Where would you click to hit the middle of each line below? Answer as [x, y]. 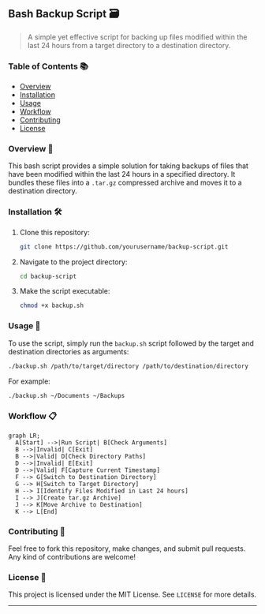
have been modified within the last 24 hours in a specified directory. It [122, 174]
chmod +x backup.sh [52, 306]
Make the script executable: [65, 291]
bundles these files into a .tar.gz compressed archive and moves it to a [125, 183]
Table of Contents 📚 [49, 66]
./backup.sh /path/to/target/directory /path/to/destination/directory [128, 366]
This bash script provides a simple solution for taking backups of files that [128, 166]
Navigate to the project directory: [73, 262]
